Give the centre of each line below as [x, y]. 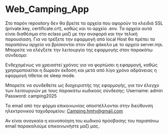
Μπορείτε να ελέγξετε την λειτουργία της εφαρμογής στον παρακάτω [79, 50]
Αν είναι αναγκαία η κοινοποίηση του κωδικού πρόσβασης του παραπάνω [82, 120]
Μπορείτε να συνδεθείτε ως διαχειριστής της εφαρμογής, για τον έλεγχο [82, 85]
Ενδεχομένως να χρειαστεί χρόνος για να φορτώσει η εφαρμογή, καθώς [81, 65]
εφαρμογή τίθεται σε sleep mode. [40, 75]
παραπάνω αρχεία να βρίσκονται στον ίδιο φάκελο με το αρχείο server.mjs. [84, 44]
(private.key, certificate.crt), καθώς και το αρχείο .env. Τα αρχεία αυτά [79, 28]
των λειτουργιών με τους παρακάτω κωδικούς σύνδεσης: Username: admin [84, 90]
